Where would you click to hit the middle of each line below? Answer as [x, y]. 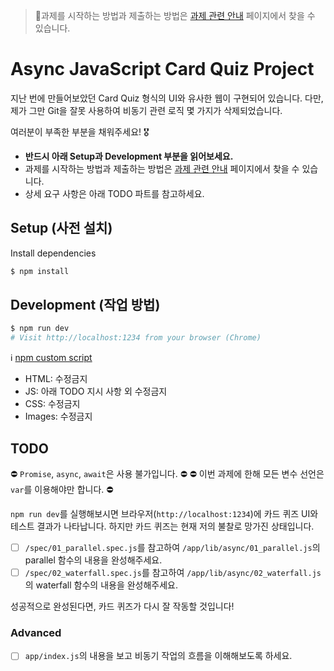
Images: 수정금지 [58, 416]
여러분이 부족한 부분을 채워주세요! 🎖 [80, 131]
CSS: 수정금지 [52, 404]
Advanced [36, 633]
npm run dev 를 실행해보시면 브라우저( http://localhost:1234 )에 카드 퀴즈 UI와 [164, 513]
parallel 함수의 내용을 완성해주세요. [93, 560]
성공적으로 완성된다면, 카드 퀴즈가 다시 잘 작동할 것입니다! [122, 606]
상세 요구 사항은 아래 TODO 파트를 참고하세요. [114, 193]
